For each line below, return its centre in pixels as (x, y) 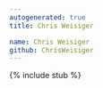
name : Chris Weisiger (50, 42)
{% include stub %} (46, 76)
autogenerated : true (48, 17)
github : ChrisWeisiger (51, 50)
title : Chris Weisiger (51, 26)
